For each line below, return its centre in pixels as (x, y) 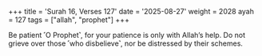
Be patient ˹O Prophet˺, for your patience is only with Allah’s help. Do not (127, 35)
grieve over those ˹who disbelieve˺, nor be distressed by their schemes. (126, 43)
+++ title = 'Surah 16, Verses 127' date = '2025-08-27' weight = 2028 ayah (131, 11)
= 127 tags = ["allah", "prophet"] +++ (69, 20)
